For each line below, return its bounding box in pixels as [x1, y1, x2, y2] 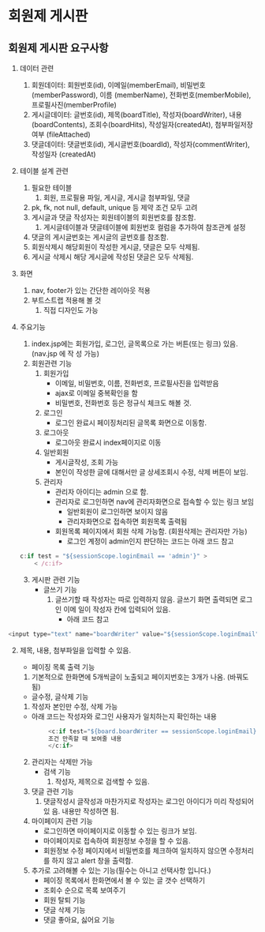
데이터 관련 [19, 64, 54, 73]
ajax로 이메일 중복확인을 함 [54, 389, 138, 397]
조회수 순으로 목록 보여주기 [43, 885, 126, 895]
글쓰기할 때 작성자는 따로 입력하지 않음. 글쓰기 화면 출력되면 [54, 594, 238, 604]
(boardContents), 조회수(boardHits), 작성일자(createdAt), [31, 120, 214, 129]
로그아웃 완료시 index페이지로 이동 [54, 438, 162, 447]
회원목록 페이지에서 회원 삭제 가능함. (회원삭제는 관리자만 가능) [54, 527, 248, 536]
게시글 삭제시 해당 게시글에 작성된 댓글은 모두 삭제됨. [31, 252, 194, 261]
